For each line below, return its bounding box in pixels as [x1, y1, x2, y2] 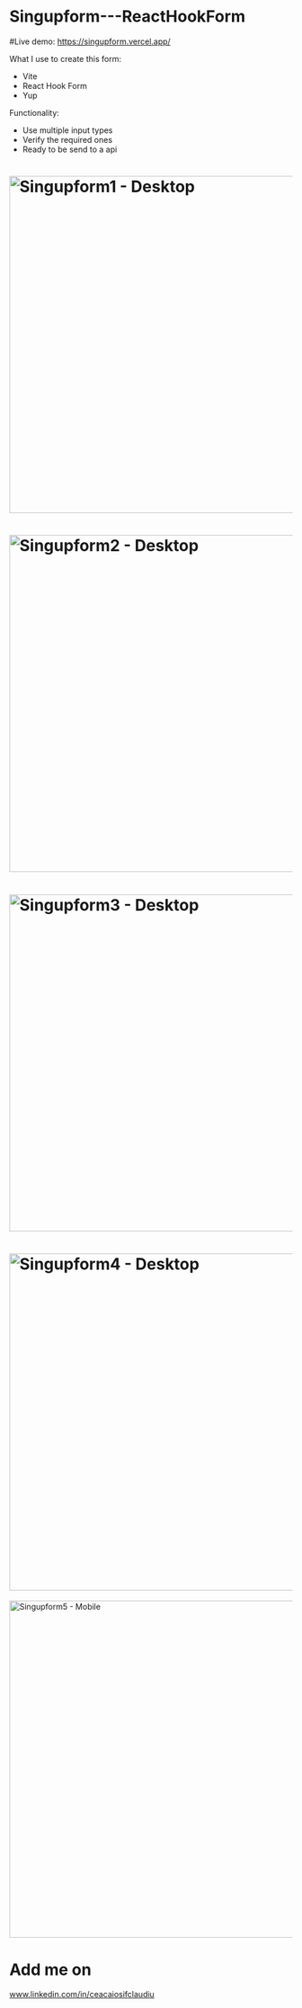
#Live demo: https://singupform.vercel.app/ [9, 36, 171, 47]
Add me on [9, 1959, 92, 1979]
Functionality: [9, 107, 60, 118]
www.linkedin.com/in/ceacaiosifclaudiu [9, 1989, 155, 2000]
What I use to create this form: [9, 53, 121, 64]
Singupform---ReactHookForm [9, 6, 245, 27]
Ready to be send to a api [22, 144, 118, 155]
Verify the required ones [22, 134, 113, 145]
